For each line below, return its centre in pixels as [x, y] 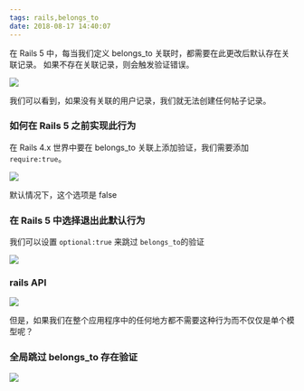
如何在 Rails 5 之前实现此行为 [73, 126]
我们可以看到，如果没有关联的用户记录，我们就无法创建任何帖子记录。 [140, 100]
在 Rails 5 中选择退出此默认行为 [77, 220]
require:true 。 [38, 158]
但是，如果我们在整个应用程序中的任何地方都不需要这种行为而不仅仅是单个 [148, 321]
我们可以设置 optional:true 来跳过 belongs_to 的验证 [107, 242]
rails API [28, 283]
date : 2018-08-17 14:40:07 [60, 26]
